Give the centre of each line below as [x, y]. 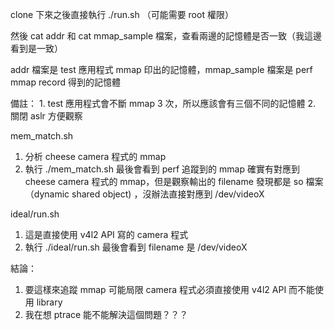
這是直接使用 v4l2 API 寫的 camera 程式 [106, 234]
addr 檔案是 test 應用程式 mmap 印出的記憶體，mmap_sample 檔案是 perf [161, 69]
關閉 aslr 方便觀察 [46, 116]
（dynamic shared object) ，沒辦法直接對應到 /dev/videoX [144, 194]
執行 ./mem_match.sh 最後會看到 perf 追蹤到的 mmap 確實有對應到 [162, 169]
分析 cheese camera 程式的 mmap [95, 156]
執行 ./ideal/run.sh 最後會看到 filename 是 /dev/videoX [136, 247]
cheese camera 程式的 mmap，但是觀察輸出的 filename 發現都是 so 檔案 [174, 181]
